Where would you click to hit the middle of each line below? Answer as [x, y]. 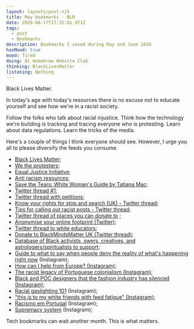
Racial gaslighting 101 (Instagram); [56, 291]
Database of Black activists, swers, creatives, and [75, 241]
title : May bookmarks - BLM [41, 17]
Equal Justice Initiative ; [43, 172]
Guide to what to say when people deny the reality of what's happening [101, 254]
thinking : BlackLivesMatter [41, 66]
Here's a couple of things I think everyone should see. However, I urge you [97, 142]
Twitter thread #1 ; [36, 191]
